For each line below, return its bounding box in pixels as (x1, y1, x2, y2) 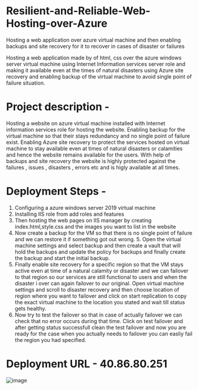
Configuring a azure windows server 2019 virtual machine (14, 204, 155, 211)
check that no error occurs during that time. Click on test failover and (14, 317, 183, 324)
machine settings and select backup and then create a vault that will (14, 242, 181, 249)
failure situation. (6, 79, 46, 87)
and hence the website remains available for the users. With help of (6, 151, 170, 158)
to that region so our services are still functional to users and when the (14, 273, 187, 280)
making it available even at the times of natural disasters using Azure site (6, 66, 184, 73)
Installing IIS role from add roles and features (14, 210, 125, 218)
